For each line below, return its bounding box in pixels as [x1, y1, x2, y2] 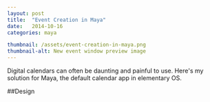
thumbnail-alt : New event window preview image [7, 48, 147, 55]
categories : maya [7, 29, 57, 36]
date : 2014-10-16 [7, 23, 63, 29]
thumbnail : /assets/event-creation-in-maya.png [7, 42, 147, 49]
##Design [7, 87, 35, 95]
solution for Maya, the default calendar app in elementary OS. [7, 74, 182, 82]
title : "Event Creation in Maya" [7, 16, 107, 23]
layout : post [7, 10, 45, 17]
